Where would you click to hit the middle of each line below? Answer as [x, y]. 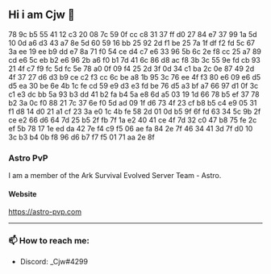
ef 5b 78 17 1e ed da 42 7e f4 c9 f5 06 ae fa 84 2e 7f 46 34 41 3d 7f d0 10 [131, 128]
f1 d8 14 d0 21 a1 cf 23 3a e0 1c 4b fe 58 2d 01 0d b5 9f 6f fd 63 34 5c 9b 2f [135, 111]
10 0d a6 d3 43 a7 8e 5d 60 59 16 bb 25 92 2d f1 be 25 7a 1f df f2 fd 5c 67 [132, 43]
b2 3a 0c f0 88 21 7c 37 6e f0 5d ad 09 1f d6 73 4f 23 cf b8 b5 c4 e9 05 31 [133, 102]
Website [23, 193]
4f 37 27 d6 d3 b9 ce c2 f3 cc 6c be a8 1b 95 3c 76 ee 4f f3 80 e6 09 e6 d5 [135, 77]
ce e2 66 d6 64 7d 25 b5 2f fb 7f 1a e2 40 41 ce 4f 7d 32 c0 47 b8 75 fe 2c [133, 120]
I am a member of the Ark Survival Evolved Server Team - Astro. [115, 176]
